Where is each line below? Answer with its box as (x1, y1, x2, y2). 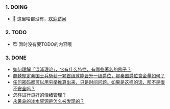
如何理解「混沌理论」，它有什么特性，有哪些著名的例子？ (12, 66, 132, 72)
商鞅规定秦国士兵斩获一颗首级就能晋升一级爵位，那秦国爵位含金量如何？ (12, 72, 165, 78)
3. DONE (5, 54, 27, 61)
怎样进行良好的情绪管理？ (12, 92, 67, 98)
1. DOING (5, 4, 28, 11)
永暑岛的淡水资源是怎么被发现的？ (12, 98, 85, 104)
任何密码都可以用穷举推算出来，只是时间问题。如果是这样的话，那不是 (12, 79, 161, 85)
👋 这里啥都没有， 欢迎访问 (12, 16, 66, 22)
